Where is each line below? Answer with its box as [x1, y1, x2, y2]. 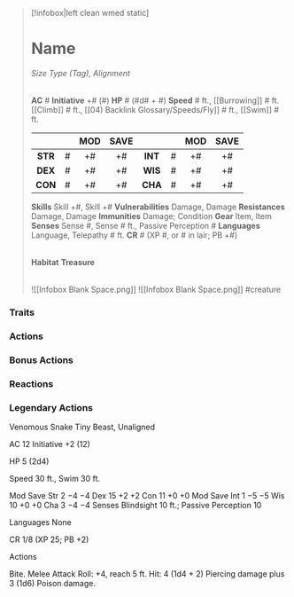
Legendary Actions [9, 401, 93, 413]
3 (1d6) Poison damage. [9, 577, 96, 588]
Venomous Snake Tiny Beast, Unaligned [9, 421, 156, 432]
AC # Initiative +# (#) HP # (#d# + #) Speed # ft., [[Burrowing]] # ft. [30, 95, 280, 106]
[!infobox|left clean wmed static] [30, 8, 150, 18]
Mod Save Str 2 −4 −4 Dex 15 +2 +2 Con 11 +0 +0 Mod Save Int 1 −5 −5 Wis [9, 490, 285, 500]
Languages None [9, 516, 73, 527]
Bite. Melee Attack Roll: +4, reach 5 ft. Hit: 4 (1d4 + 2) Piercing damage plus [9, 568, 285, 579]
